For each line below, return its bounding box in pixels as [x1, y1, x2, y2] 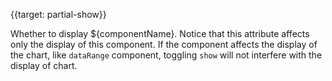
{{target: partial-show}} [10, 9, 107, 20]
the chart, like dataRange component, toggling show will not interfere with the [10, 49, 323, 61]
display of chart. [10, 60, 78, 71]
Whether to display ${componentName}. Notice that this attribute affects [10, 28, 310, 39]
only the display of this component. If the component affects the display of [10, 39, 318, 50]
